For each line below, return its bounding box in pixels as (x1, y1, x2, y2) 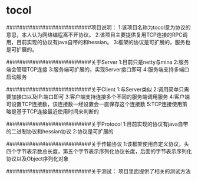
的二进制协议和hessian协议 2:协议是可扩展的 (6, 127, 114, 135)
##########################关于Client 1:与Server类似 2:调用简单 (6, 86, 179, 93)
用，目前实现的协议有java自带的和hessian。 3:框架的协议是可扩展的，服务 (6, 38, 186, 45)
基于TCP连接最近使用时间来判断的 (16, 107, 99, 115)
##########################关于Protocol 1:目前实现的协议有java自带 (6, 120, 189, 127)
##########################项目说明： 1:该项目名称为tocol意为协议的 (6, 24, 191, 31)
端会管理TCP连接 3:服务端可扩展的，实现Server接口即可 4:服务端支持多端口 (6, 66, 190, 73)
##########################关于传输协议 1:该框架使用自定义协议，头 (6, 140, 190, 148)
